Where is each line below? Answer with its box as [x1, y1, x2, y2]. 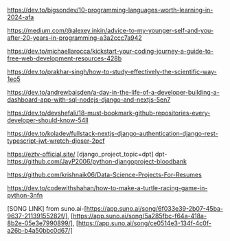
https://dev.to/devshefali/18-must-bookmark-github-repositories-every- [7, 109, 211, 117]
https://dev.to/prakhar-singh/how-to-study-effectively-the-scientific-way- [7, 68, 218, 76]
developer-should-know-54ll [7, 116, 89, 124]
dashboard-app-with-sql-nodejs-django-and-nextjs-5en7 [7, 95, 171, 104]
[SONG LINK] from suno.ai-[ [7, 205, 87, 212]
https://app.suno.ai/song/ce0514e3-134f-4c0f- [78, 219, 211, 227]
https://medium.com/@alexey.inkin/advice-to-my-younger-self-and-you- [7, 27, 214, 34]
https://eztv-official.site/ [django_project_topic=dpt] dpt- [7, 150, 168, 158]
